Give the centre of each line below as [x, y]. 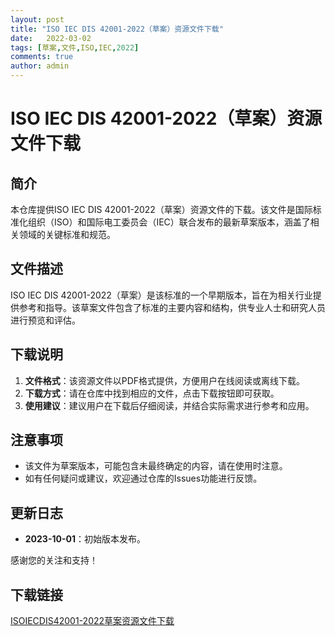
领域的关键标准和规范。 [67, 234]
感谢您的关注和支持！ [54, 560]
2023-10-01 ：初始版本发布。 [85, 539]
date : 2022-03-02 [51, 38]
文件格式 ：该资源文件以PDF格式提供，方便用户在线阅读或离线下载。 [165, 380]
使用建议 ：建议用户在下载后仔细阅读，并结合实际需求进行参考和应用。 [169, 405]
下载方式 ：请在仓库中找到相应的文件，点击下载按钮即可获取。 [152, 393]
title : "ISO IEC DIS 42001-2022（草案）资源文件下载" [117, 29]
